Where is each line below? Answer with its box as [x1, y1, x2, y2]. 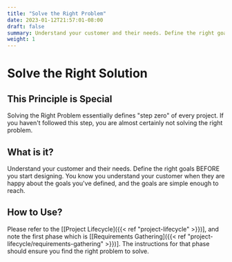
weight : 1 [7, 36, 36, 43]
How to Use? [7, 207, 63, 218]
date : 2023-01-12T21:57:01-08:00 [7, 17, 104, 24]
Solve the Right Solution [7, 66, 148, 82]
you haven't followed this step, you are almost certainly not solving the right [7, 119, 223, 127]
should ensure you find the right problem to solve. [7, 247, 150, 255]
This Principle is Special [7, 93, 113, 104]
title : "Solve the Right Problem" [7, 10, 107, 17]
